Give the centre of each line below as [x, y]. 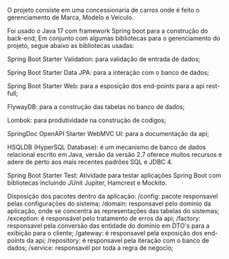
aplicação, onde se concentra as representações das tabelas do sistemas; [113, 211]
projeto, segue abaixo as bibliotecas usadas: [71, 45]
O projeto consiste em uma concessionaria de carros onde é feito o [103, 10]
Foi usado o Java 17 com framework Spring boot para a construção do [108, 31]
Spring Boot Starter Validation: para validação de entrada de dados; [104, 59]
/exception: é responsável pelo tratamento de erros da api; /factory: [104, 218]
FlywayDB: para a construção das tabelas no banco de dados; [96, 107]
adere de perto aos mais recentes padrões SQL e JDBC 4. [90, 162]
